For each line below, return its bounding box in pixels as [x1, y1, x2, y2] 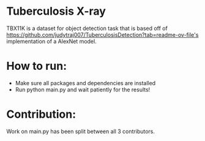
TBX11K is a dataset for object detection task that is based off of [6, 25, 168, 32]
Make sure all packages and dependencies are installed [15, 79, 156, 86]
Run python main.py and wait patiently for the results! [15, 86, 151, 93]
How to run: [6, 59, 67, 73]
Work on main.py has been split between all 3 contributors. [6, 128, 155, 135]
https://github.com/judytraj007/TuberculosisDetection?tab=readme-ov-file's [6, 31, 199, 38]
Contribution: [6, 107, 76, 121]
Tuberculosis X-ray [6, 4, 106, 18]
